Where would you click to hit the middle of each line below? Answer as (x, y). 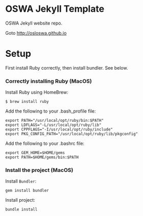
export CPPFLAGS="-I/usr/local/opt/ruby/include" (59, 129)
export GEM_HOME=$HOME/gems (35, 153)
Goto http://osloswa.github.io (36, 33)
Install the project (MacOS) (39, 170)
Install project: (20, 200)
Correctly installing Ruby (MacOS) (49, 81)
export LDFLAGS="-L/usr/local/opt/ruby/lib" (53, 125)
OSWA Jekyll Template (55, 9)
